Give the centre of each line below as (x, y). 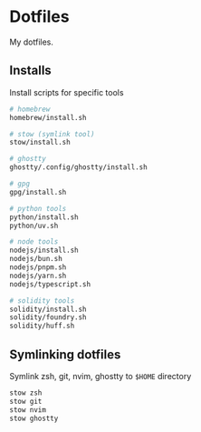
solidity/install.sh (48, 309)
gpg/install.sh (38, 192)
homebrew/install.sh (48, 117)
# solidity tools (42, 301)
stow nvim (28, 410)
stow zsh (26, 393)
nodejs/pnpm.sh (38, 267)
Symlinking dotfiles (65, 354)
